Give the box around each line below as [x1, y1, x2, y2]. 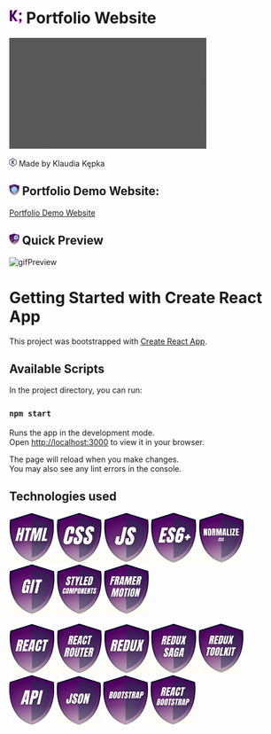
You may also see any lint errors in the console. [9, 463, 182, 473]
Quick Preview [21, 233, 104, 248]
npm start [9, 409, 51, 419]
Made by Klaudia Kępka [19, 158, 105, 168]
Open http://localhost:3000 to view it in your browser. [9, 436, 205, 447]
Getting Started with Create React [9, 287, 263, 308]
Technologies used [9, 489, 117, 504]
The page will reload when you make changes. [9, 454, 180, 465]
